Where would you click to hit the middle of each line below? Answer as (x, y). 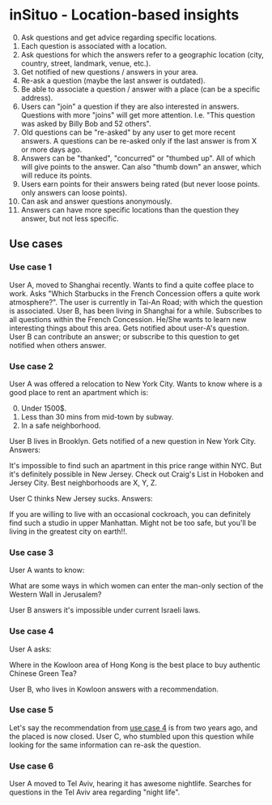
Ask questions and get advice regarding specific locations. (119, 37)
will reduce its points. (56, 175)
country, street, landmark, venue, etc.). (86, 63)
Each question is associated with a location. (94, 45)
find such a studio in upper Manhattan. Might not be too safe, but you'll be (133, 523)
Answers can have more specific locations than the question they (130, 209)
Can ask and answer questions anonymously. (96, 201)
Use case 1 (30, 267)
